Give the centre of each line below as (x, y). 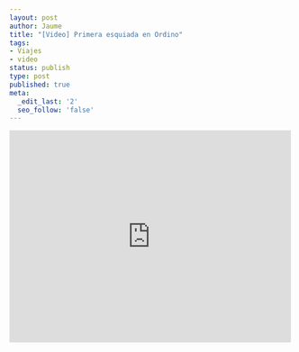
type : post (30, 77)
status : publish (40, 68)
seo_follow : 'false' (56, 110)
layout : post (34, 18)
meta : (19, 93)
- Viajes (26, 51)
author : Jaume (36, 26)
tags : (19, 43)
